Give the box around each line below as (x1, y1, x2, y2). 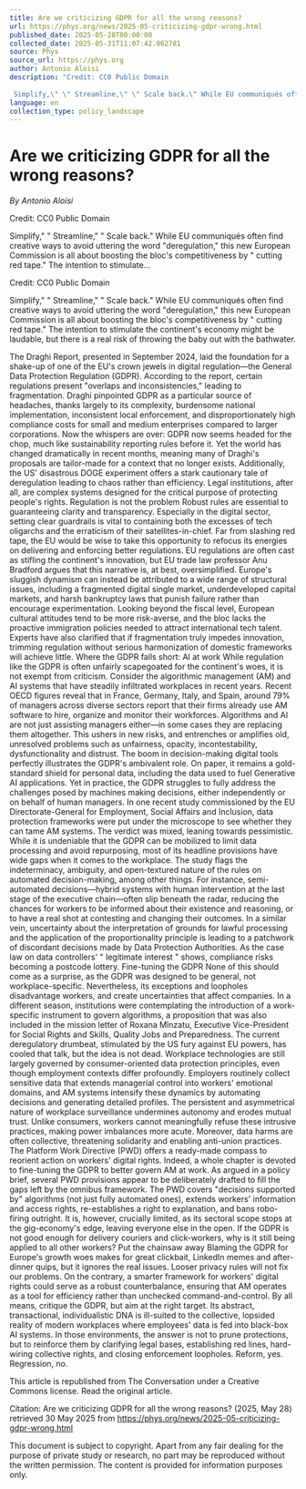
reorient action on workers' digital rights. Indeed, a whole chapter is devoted (9, 1155, 296, 1166)
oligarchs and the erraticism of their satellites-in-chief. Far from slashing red (9, 526, 296, 537)
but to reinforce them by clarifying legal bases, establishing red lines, (9, 1339, 269, 1350)
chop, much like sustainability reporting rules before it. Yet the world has (9, 438, 282, 449)
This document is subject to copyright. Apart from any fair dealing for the (9, 1441, 284, 1452)
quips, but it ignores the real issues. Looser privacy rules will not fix (35, 1261, 289, 1272)
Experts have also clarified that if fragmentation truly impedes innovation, (9, 632, 285, 643)
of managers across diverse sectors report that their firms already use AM (9, 700, 289, 711)
